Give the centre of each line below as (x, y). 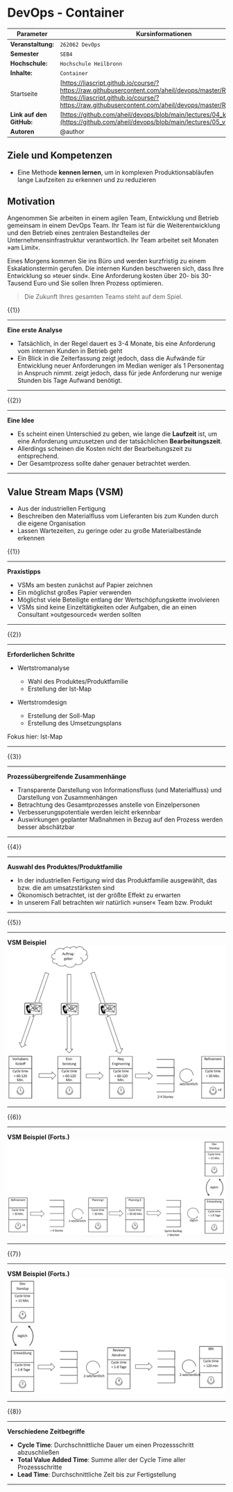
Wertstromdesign (42, 703)
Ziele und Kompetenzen (60, 155)
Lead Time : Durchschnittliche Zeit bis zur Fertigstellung (97, 1475)
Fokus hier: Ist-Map (35, 737)
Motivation (31, 201)
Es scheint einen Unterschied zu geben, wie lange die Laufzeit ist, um (117, 434)
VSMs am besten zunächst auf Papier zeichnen (85, 585)
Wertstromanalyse (43, 668)
